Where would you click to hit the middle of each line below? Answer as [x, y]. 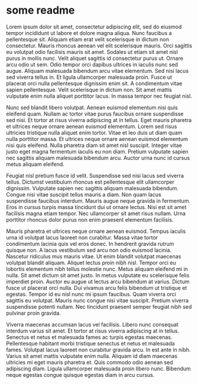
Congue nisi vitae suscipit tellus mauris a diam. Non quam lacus [84, 194]
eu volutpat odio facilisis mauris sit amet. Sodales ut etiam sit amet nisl [92, 52]
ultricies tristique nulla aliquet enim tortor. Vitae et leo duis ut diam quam [94, 132]
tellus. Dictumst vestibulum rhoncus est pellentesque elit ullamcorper [90, 182]
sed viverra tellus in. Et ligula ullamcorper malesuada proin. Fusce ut [89, 77]
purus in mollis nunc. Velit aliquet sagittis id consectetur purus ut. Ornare [95, 58]
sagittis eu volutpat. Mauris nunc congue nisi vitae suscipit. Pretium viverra [98, 300]
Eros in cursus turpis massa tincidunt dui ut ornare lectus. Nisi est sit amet [96, 207]
